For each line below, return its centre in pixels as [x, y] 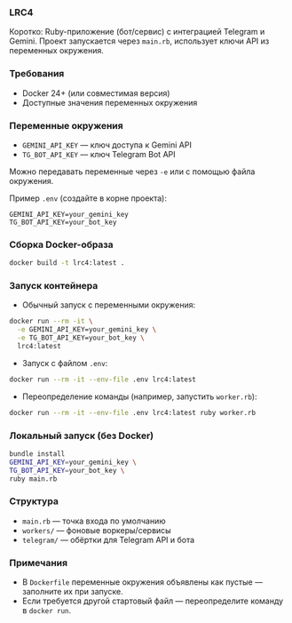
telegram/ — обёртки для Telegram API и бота [108, 539]
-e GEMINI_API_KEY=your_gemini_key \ [87, 330]
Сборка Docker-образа [61, 244]
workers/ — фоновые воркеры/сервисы [96, 530]
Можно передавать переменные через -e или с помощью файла [132, 172]
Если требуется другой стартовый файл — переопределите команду [153, 601]
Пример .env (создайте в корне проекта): [88, 198]
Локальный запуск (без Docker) [82, 435]
